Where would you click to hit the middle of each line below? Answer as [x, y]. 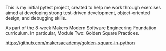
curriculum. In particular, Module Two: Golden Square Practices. [72, 33]
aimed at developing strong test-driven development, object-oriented [78, 13]
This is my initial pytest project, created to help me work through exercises [83, 7]
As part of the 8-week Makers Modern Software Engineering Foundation [81, 28]
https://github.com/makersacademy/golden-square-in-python [70, 43]
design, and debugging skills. [36, 18]
